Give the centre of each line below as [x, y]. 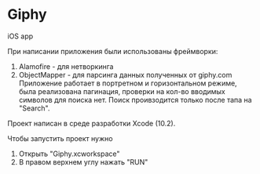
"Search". [34, 108]
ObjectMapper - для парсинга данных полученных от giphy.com [125, 74]
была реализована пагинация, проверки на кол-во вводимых [122, 91]
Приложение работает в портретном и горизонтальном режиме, [128, 83]
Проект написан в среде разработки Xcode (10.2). [92, 123]
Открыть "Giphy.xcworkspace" [69, 154]
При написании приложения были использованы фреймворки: [113, 51]
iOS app [20, 36]
